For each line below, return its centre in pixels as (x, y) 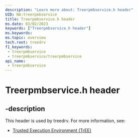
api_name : (16, 61)
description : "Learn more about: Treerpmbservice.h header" (70, 10)
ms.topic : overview (26, 38)
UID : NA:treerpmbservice (31, 14)
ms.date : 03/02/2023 (27, 24)
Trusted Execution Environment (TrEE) (52, 130)
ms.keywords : (19, 33)
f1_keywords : (19, 47)
